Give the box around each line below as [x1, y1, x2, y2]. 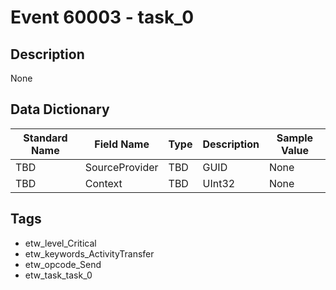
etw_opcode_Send [24, 258, 102, 270]
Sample [276, 131, 314, 145]
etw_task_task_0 [24, 269, 93, 281]
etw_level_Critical [24, 237, 97, 249]
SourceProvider [84, 160, 159, 174]
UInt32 [202, 176, 236, 190]
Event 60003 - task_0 [10, 6, 195, 29]
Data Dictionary [10, 101, 110, 118]
